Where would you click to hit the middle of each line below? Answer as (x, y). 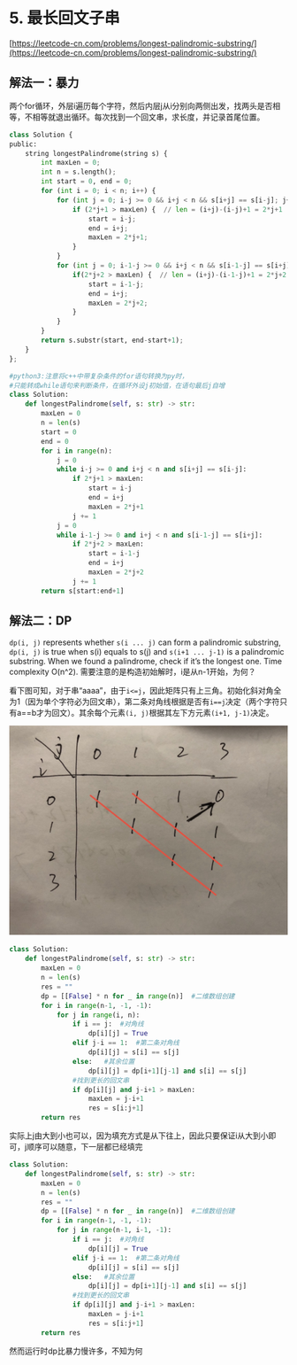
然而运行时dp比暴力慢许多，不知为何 (76, 1351)
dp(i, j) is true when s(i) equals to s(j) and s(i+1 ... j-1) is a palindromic (147, 652)
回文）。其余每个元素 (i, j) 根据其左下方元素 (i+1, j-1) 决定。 (163, 713)
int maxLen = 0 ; (71, 163)
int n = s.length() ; (79, 172)
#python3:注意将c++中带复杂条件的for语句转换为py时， (99, 376)
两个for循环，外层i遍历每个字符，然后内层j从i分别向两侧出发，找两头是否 (141, 105)
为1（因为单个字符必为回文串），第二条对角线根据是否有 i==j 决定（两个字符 (145, 702)
